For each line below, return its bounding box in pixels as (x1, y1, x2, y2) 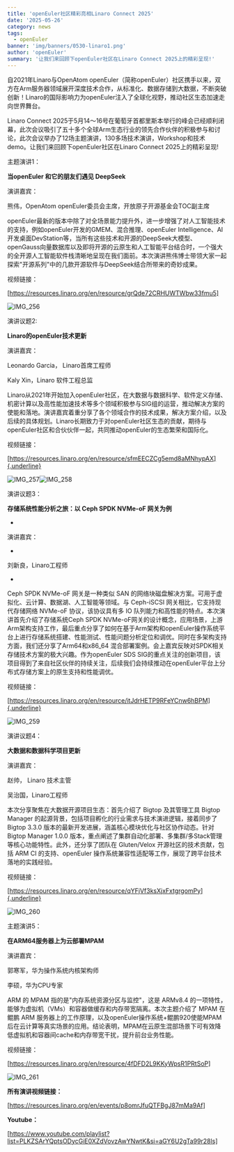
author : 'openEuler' (7, 49, 68, 56)
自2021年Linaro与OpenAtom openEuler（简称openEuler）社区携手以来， (7, 75, 215, 84)
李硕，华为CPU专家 (7, 981, 63, 989)
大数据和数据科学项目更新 (7, 746, 81, 754)
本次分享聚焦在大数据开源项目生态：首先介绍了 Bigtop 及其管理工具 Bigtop (7, 805, 221, 814)
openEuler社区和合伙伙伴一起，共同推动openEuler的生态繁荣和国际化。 (7, 426, 212, 434)
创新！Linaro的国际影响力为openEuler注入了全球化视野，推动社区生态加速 (7, 93, 219, 101)
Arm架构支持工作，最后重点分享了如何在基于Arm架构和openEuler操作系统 (7, 624, 219, 632)
